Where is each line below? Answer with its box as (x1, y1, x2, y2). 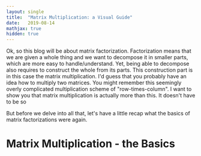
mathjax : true (6, 25, 42, 32)
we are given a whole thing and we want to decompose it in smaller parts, (6, 54, 188, 61)
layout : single (6, 8, 44, 15)
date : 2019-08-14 (6, 20, 55, 26)
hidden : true (6, 31, 39, 37)
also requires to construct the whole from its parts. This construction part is (6, 66, 193, 74)
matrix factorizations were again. (6, 116, 88, 123)
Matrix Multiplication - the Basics (6, 137, 175, 151)
